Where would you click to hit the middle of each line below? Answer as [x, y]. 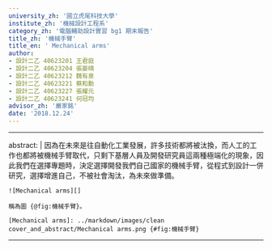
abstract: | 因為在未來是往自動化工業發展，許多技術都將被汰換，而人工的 [129, 145]
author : [21, 53]
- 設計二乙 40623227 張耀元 [51, 91]
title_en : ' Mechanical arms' [59, 46]
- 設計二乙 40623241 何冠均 [51, 99]
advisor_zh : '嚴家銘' [43, 106]
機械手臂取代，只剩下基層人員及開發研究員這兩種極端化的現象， [150, 155]
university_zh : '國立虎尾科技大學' [64, 16]
